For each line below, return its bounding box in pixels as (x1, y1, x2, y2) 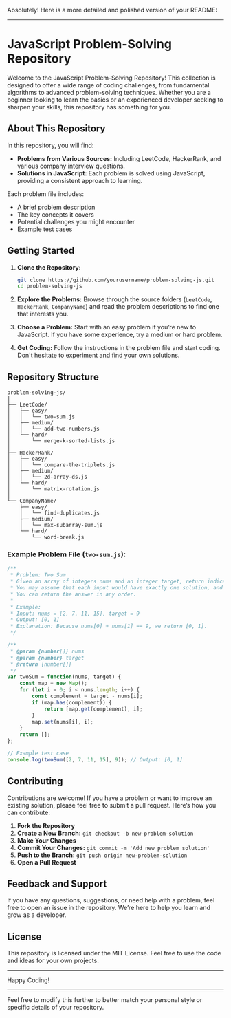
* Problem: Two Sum (10, 572, 67, 578)
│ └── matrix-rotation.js (7, 486, 100, 492)
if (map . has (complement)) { (32, 699, 112, 706)
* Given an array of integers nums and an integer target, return (10, 578, 205, 585)
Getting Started (7, 245, 75, 257)
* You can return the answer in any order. (10, 591, 137, 598)
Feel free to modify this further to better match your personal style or (7, 996, 203, 1004)
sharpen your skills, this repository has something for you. (7, 102, 172, 111)
